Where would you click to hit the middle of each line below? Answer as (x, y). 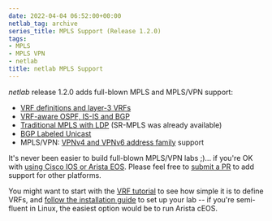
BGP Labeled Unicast (56, 133)
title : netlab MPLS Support (56, 69)
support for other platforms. (55, 175)
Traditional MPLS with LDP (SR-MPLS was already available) (121, 125)
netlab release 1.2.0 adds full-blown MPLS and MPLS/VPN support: (121, 92)
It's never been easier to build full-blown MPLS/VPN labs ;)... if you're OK (131, 158)
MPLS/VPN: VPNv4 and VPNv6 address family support (112, 142)
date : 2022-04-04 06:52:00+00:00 (65, 16)
